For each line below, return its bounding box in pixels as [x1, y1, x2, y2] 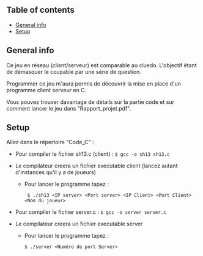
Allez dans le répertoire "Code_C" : [6, 139, 94, 146]
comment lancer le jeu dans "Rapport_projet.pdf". [6, 104, 131, 112]
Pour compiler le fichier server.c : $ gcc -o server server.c [15, 208, 166, 216]
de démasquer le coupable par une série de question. [6, 68, 142, 75]
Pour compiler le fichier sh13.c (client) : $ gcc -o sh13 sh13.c [15, 150, 170, 158]
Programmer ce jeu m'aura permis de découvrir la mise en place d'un [6, 79, 182, 87]
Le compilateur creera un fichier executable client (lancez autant [15, 162, 178, 170]
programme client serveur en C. [6, 86, 87, 93]
